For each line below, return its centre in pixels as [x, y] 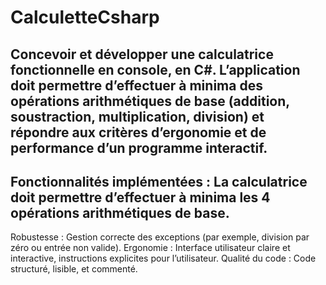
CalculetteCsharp [85, 17]
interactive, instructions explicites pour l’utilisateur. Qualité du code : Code [163, 258]
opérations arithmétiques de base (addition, [150, 101]
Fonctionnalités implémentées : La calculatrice [159, 181]
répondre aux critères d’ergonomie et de [138, 132]
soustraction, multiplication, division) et [137, 116]
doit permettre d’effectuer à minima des [136, 85]
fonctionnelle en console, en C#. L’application [155, 69]
